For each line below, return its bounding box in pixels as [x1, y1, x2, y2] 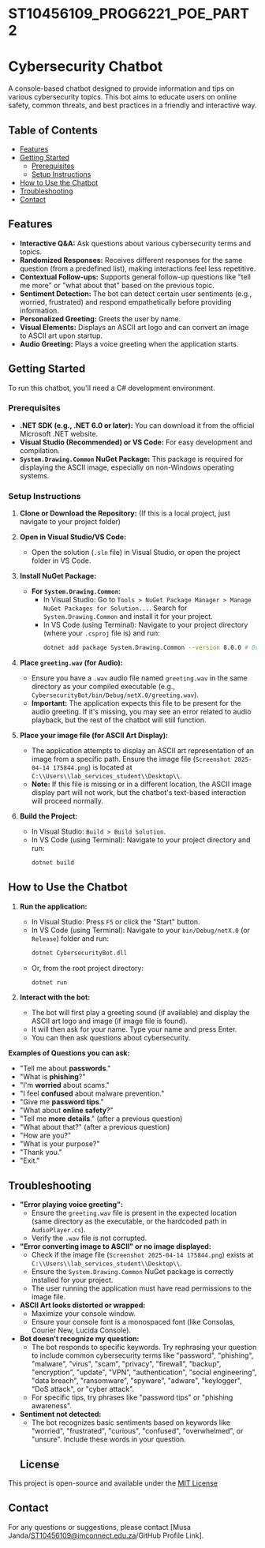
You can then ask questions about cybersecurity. [31, 1033, 191, 1043]
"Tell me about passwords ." [19, 1063, 111, 1074]
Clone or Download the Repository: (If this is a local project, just [19, 508, 230, 518]
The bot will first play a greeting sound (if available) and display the [31, 1008, 250, 1018]
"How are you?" [19, 1130, 72, 1141]
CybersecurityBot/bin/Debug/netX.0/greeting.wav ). [31, 690, 200, 699]
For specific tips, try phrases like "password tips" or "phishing [31, 1392, 233, 1402]
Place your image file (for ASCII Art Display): [19, 731, 168, 740]
